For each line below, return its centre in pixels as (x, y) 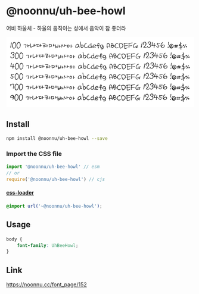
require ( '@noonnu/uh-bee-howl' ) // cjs (56, 179)
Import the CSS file (34, 154)
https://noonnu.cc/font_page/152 (47, 284)
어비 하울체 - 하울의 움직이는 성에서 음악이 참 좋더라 (66, 28)
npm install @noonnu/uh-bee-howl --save (57, 138)
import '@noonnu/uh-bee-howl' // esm (53, 167)
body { (14, 239)
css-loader (20, 193)
